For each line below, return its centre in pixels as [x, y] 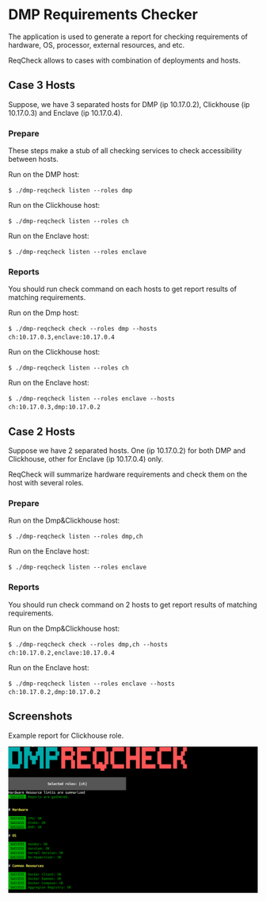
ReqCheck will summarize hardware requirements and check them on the [128, 474]
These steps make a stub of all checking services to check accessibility [125, 151]
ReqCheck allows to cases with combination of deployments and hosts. [125, 60]
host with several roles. [46, 483]
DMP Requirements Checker [103, 15]
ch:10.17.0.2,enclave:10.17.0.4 [61, 653]
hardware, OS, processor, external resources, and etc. [97, 44]
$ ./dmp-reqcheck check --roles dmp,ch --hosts [88, 644]
